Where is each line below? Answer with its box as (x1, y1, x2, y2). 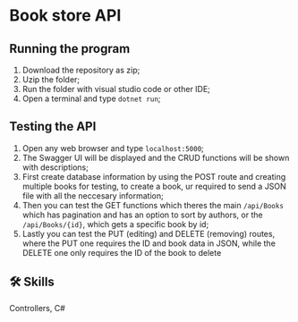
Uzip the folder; (21, 74, 81, 85)
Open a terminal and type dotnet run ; (21, 93, 161, 104)
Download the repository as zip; (21, 64, 140, 75)
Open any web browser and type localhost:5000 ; (21, 142, 204, 153)
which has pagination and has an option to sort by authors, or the (21, 209, 263, 220)
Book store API (9, 5, 122, 26)
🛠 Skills (9, 275, 55, 290)
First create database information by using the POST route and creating (21, 171, 286, 182)
